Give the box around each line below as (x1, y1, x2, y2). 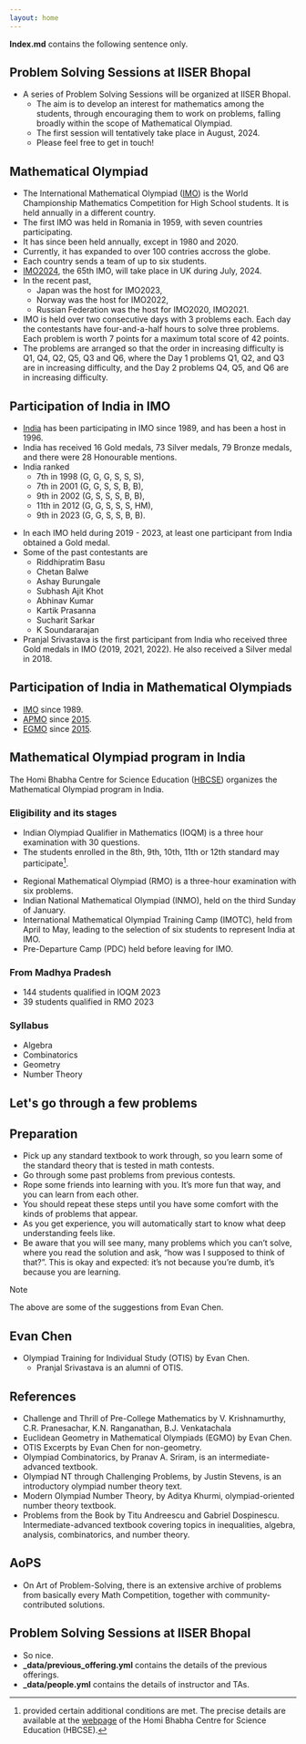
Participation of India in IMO (9, 398, 171, 414)
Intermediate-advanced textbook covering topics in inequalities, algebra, (22, 1520, 296, 1531)
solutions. (67, 1599, 106, 1610)
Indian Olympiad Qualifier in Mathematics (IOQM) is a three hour (22, 827, 264, 838)
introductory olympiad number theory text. (22, 1481, 183, 1491)
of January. (22, 904, 66, 915)
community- (224, 1589, 270, 1600)
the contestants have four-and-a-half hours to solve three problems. (22, 324, 280, 335)
